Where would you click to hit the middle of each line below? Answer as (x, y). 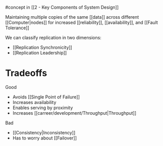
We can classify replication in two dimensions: (53, 38)
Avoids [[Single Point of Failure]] (46, 97)
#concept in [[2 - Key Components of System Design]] (62, 7)
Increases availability (34, 102)
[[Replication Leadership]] (40, 53)
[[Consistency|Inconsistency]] (44, 132)
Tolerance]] (17, 28)
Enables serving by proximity (43, 108)
